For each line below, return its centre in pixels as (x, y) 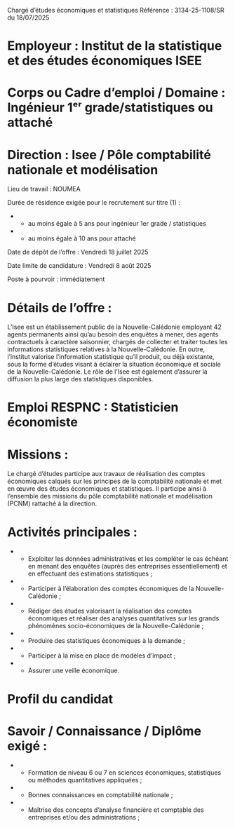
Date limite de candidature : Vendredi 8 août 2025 (79, 266)
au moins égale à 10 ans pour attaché (82, 238)
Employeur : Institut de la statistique (115, 46)
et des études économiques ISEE (105, 61)
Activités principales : (73, 532)
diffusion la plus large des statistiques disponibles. (80, 379)
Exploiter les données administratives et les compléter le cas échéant (128, 559)
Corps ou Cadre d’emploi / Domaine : (116, 93)
